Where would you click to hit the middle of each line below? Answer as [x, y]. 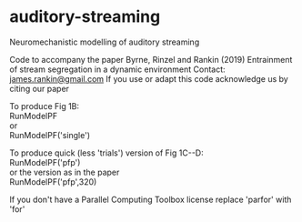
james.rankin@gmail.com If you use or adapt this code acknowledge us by [149, 78]
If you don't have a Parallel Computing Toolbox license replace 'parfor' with [151, 199]
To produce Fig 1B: [45, 106]
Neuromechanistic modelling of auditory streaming [105, 42]
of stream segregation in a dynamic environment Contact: [117, 69]
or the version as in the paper [65, 172]
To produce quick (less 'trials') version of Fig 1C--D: [106, 153]
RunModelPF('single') [50, 135]
